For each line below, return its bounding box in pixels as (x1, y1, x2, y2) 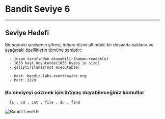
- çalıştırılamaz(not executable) (9, 65, 80, 70)
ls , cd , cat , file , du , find (9, 100, 80, 105)
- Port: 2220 (9, 78, 36, 82)
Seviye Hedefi (5, 29, 49, 37)
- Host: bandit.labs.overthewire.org (9, 73, 87, 79)
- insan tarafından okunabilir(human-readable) (9, 56, 109, 61)
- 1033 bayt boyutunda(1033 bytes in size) (9, 60, 100, 65)
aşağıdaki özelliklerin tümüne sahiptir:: (5, 47, 82, 53)
